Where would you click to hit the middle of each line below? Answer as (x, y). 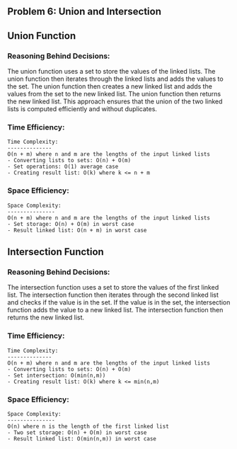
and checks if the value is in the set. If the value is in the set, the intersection (119, 302)
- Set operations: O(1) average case (63, 167)
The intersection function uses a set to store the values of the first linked (113, 288)
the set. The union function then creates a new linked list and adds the (110, 86)
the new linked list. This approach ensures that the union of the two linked (115, 101)
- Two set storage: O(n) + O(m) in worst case (77, 432)
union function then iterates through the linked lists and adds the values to (116, 79)
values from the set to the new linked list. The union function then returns (114, 94)
